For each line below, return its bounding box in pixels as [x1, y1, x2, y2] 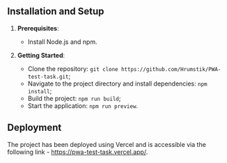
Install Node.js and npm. [27, 38, 97, 46]
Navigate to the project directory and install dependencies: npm [27, 79, 208, 88]
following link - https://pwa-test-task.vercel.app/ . [7, 148, 148, 156]
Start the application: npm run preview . [27, 101, 138, 110]
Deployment [7, 122, 62, 134]
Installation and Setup [7, 6, 104, 17]
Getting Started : [17, 51, 65, 59]
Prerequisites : [17, 24, 59, 32]
